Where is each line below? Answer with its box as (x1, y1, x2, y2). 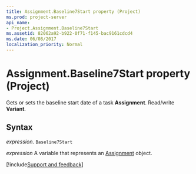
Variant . (6, 105, 26, 112)
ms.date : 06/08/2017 (6, 36, 57, 42)
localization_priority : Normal (6, 42, 83, 48)
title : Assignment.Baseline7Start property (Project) (6, 8, 141, 15)
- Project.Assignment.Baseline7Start (6, 25, 99, 31)
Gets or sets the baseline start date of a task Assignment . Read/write (6, 99, 175, 106)
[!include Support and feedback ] (6, 160, 84, 168)
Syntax (6, 122, 33, 133)
